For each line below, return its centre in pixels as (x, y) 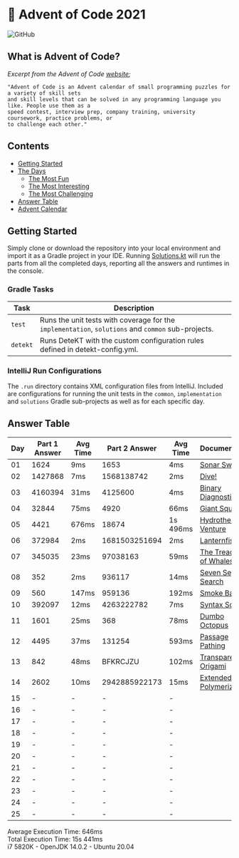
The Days (32, 171)
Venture (213, 529)
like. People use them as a (49, 105)
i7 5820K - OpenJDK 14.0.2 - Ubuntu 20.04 (71, 847)
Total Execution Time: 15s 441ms (55, 839)
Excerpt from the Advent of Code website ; (69, 73)
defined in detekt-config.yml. (89, 349)
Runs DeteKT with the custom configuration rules (122, 340)
